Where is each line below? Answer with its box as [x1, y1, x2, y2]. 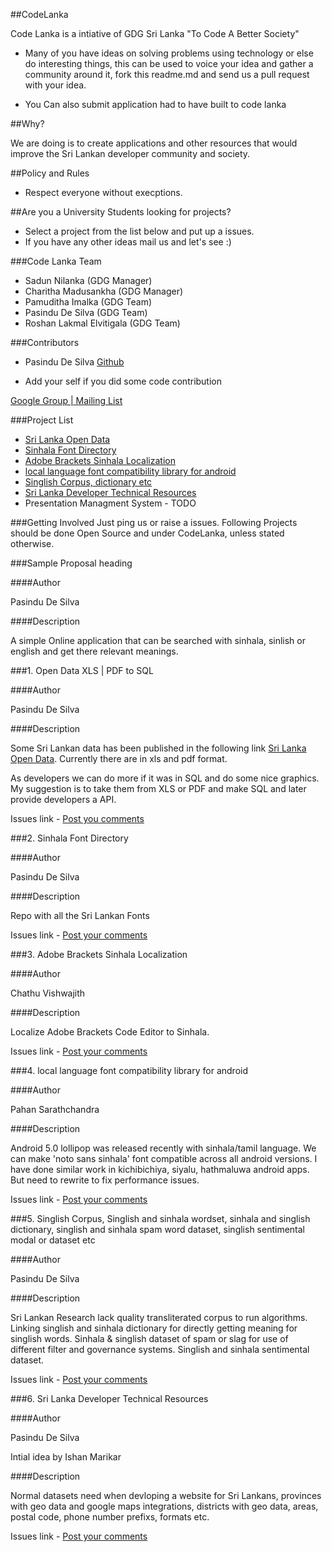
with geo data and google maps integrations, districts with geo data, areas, [10, 1500, 319, 1512]
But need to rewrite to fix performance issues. [10, 1174, 200, 1186]
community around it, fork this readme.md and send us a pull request [24, 69, 310, 80]
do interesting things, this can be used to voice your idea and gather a [24, 58, 314, 69]
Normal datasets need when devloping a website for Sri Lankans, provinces [10, 1490, 322, 1501]
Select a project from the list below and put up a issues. [24, 225, 255, 237]
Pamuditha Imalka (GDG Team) [24, 296, 153, 308]
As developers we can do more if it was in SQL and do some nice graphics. [10, 772, 320, 784]
